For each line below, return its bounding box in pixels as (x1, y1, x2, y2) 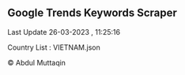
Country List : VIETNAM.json (7, 43, 100, 52)
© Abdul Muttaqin (7, 58, 66, 67)
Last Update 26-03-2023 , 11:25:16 (7, 27, 120, 36)
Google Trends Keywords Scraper (7, 6, 177, 20)
